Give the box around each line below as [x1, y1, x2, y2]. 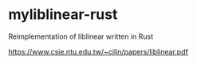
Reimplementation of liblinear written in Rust [8, 32, 154, 41]
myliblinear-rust [8, 6, 118, 24]
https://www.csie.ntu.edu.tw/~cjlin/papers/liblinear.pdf [8, 47, 189, 56]
